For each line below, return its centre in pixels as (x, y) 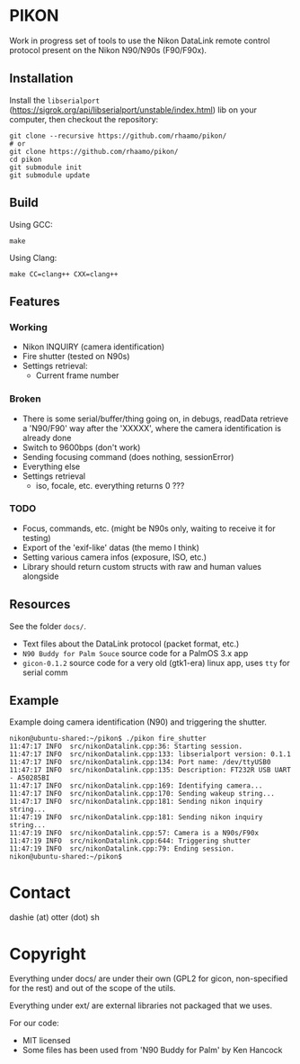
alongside (40, 576)
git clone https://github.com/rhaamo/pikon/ (94, 151)
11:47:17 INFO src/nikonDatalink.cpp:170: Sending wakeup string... (142, 794)
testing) (36, 537)
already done (47, 437)
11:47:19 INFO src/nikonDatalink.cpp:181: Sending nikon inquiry (136, 817)
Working (28, 327)
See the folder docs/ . (48, 626)
